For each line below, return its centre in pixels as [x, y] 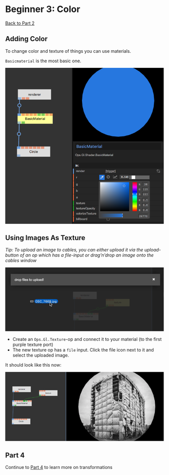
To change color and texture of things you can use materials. [68, 51]
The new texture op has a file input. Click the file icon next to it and [83, 349]
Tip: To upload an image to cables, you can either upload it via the [74, 250]
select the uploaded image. [41, 355]
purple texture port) [33, 344]
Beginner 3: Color [43, 9]
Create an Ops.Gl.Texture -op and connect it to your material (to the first [87, 339]
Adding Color [26, 39]
